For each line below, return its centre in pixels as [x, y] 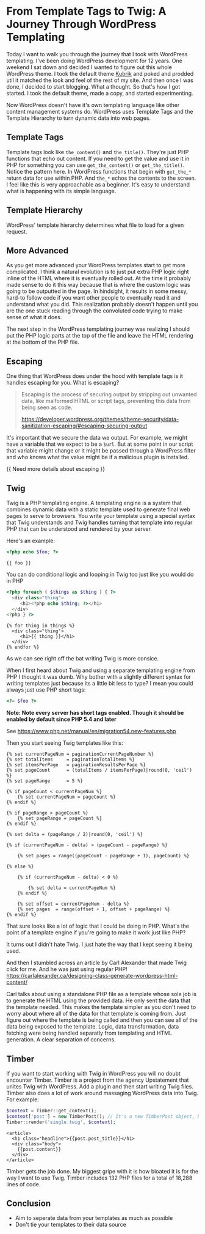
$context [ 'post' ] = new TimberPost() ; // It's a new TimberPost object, [101, 1116]
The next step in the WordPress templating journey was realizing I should [98, 329]
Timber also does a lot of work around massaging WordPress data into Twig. [103, 1093]
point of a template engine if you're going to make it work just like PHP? [96, 933]
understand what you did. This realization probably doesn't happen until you [102, 305]
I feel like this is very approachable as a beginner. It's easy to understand [98, 184]
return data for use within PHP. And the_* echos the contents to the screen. [101, 178]
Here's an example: [31, 541]
